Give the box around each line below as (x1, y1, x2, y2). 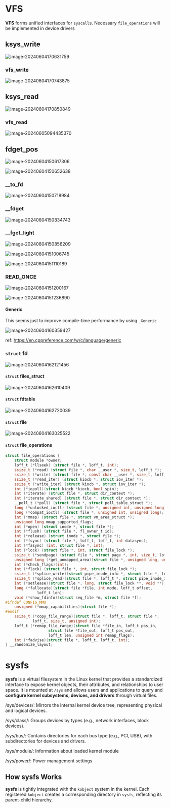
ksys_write (5, 40, 40, 49)
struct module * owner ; (14, 458, 62, 463)
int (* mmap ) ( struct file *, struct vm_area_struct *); (14, 514, 135, 520)
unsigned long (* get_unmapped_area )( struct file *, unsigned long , (14, 557, 159, 562)
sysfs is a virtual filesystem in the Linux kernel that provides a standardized (5, 676, 163, 682)
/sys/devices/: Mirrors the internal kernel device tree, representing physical (5, 702, 162, 708)
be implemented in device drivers (5, 25, 75, 31)
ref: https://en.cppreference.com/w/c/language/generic (5, 337, 121, 344)
